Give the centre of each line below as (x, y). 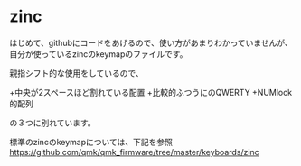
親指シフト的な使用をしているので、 (77, 73)
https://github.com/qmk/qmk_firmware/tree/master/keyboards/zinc (134, 152)
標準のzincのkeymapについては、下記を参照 (91, 142)
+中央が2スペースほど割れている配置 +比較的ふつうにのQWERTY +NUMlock (150, 92)
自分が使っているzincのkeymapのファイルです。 (99, 54)
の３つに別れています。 (53, 123)
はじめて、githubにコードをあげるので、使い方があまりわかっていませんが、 (151, 42)
